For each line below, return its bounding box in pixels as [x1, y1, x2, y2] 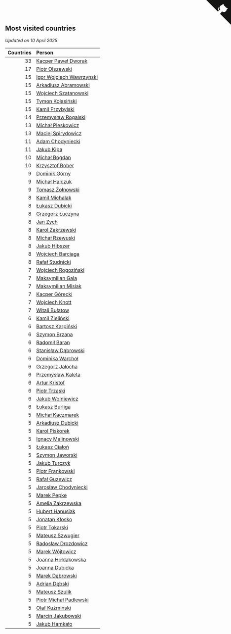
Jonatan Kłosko [36, 516, 73, 523]
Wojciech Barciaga [36, 250, 80, 257]
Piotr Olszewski [36, 65, 73, 72]
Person [36, 49, 53, 56]
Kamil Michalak [36, 194, 72, 201]
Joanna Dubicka [36, 564, 74, 571]
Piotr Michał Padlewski [36, 596, 89, 603]
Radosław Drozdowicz [36, 540, 88, 547]
